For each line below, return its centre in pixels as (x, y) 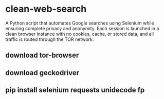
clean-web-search (46, 9)
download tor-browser (42, 55)
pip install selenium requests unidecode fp (75, 90)
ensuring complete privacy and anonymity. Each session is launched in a (82, 28)
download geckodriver (42, 73)
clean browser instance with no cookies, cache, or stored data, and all (80, 34)
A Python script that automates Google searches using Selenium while (80, 23)
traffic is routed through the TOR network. (50, 39)
